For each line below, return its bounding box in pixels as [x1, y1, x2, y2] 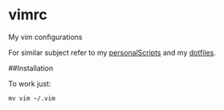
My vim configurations [8, 32, 83, 42]
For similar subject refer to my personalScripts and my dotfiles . [8, 47, 217, 57]
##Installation [8, 63, 54, 73]
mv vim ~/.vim [8, 94, 56, 102]
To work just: [8, 79, 51, 88]
